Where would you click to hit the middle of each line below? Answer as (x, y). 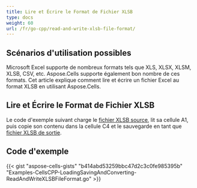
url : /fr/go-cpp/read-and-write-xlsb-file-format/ (71, 29)
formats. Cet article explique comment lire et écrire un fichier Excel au (93, 80)
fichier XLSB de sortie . (34, 132)
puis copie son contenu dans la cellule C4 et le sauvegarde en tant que (94, 126)
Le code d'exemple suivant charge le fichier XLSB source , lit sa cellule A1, (97, 120)
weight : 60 (20, 23)
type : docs (20, 17)
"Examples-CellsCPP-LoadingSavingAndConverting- (71, 172)
